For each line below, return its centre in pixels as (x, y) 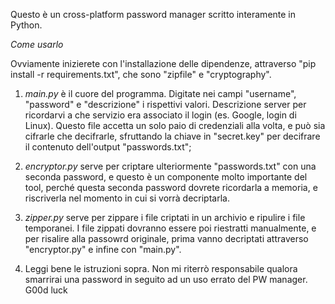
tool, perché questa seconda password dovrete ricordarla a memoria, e (171, 187)
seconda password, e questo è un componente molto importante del (166, 177)
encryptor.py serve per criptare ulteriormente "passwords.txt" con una (170, 166)
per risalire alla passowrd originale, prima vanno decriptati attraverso (166, 238)
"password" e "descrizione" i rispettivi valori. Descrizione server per (165, 104)
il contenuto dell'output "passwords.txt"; (108, 147)
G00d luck (46, 290)
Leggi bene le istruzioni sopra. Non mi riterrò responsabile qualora (161, 268)
